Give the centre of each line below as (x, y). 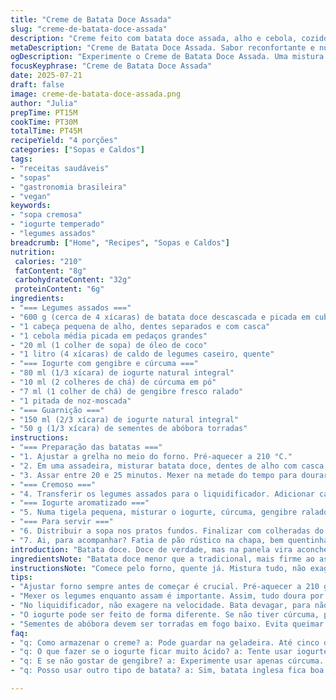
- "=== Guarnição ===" (57, 410)
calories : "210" (48, 261)
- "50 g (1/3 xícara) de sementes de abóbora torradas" (129, 429)
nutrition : (33, 252)
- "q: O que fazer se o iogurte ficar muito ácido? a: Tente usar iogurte (169, 652)
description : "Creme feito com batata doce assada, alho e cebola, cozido (169, 38)
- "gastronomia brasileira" (69, 187)
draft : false (37, 85)
